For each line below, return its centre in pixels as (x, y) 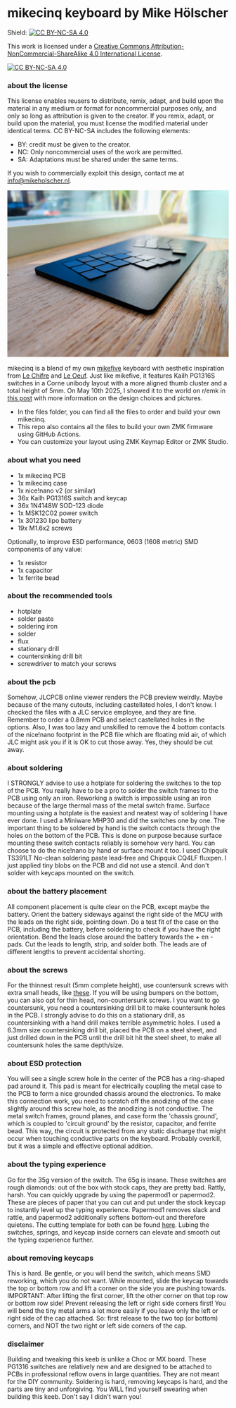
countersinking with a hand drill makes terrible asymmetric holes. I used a (114, 1023)
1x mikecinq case (42, 483)
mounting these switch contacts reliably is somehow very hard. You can (111, 843)
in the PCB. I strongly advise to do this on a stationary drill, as (96, 1015)
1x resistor (32, 562)
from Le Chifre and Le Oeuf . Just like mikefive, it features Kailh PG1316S (111, 376)
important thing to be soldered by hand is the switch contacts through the (114, 828)
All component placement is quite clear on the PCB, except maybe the (109, 906)
